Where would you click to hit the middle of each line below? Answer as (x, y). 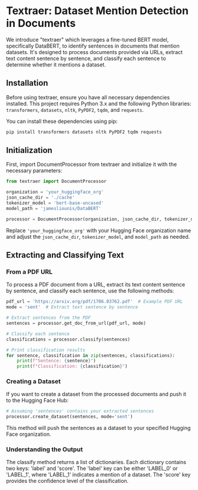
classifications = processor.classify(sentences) (68, 339)
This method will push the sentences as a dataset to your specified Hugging (98, 428)
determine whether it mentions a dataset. (56, 64)
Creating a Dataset (33, 382)
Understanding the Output (45, 449)
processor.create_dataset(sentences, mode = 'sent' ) (70, 417)
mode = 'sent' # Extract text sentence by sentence (72, 307)
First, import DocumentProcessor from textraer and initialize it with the (92, 164)
